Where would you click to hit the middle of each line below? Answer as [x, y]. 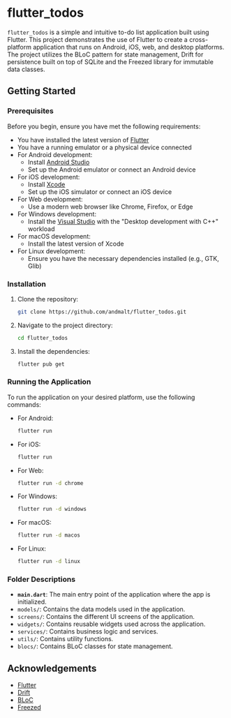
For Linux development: [51, 251]
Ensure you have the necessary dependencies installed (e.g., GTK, [124, 258]
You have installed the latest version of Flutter [83, 140]
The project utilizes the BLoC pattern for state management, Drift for [105, 54]
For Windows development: [57, 214]
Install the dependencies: [54, 351]
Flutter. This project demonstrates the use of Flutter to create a [98, 39]
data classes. [26, 69]
